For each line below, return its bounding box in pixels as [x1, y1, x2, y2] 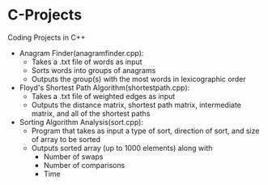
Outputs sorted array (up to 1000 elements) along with [31, 143, 213, 153]
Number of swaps [43, 152, 104, 161]
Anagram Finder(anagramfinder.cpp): [19, 48, 144, 58]
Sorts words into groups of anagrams [31, 65, 156, 75]
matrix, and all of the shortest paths [31, 108, 151, 118]
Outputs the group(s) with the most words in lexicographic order [31, 74, 246, 84]
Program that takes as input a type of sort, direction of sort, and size [31, 126, 260, 136]
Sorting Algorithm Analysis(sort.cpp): [19, 117, 143, 127]
